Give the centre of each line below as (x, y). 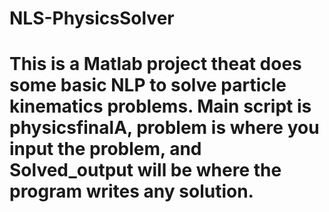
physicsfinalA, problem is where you (164, 128)
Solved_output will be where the (145, 170)
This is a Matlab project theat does (155, 64)
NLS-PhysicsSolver (92, 18)
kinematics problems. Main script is (160, 106)
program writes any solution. (131, 191)
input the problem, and (105, 149)
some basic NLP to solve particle (148, 85)
